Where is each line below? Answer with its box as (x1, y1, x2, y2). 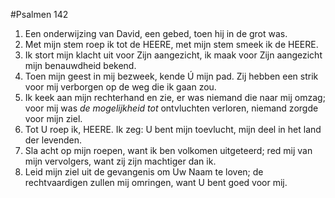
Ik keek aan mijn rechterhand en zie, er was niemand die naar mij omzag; (24, 92, 326, 103)
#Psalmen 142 (10, 9, 69, 20)
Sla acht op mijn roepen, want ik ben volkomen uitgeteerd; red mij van (24, 145, 313, 156)
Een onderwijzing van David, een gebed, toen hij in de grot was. (24, 28, 288, 39)
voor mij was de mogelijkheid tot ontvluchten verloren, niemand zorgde (24, 102, 319, 114)
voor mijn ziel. (24, 113, 83, 124)
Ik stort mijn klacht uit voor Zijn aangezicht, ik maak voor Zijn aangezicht (24, 49, 323, 61)
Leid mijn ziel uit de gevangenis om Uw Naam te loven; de (24, 166, 264, 178)
